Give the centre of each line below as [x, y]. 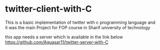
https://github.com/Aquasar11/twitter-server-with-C [57, 42]
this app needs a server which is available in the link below [64, 37]
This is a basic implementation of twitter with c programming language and [80, 22]
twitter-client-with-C [48, 9]
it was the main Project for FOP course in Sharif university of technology [78, 27]
